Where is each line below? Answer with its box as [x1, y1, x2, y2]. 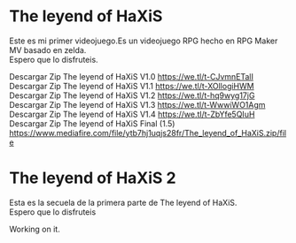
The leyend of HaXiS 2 [9, 168, 176, 188]
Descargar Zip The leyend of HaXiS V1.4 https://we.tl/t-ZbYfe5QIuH [9, 109, 255, 119]
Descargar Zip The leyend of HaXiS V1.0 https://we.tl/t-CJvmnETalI [9, 71, 254, 81]
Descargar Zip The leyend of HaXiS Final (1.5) [9, 118, 175, 129]
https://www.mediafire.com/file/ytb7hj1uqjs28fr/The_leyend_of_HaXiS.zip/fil [9, 127, 286, 138]
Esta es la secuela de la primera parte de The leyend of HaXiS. [9, 197, 238, 208]
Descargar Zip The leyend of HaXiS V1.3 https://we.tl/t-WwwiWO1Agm [9, 99, 266, 110]
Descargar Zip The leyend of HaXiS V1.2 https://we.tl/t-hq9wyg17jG [9, 90, 255, 101]
